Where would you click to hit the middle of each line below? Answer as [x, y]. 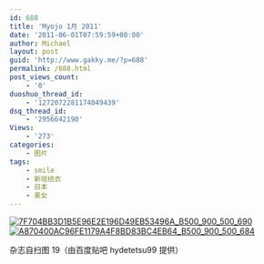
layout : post [34, 52]
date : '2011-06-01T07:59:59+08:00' [77, 35]
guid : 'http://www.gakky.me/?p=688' [79, 60]
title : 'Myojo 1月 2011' [56, 26]
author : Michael [40, 43]
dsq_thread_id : [38, 111]
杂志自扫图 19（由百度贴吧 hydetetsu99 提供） [96, 250]
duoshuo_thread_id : [46, 94]
